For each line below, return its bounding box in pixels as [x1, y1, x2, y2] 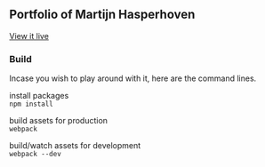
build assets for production [9, 115, 108, 126]
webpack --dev [9, 150, 62, 159]
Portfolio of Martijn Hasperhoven [9, 7, 196, 22]
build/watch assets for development [9, 140, 141, 151]
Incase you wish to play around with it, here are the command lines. [9, 73, 257, 83]
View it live [9, 30, 49, 41]
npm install [9, 99, 53, 109]
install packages [9, 91, 69, 101]
